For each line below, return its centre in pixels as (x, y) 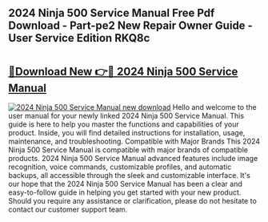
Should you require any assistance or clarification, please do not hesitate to (133, 201)
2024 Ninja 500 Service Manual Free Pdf (112, 13)
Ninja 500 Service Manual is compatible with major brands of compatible (128, 150)
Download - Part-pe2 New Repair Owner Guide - (131, 26)
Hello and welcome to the (215, 107)
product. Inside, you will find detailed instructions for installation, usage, (127, 133)
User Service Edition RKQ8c (79, 38)
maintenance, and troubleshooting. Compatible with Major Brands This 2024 (134, 141)
